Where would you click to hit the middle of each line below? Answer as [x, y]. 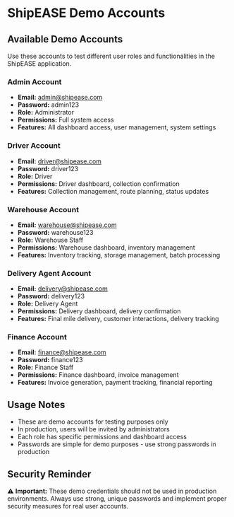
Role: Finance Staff [45, 367]
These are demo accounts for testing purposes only [93, 422]
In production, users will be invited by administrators [94, 429]
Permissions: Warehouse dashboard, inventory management [106, 247]
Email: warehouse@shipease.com [67, 225]
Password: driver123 [48, 168]
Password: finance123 [50, 360]
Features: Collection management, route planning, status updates [113, 191]
